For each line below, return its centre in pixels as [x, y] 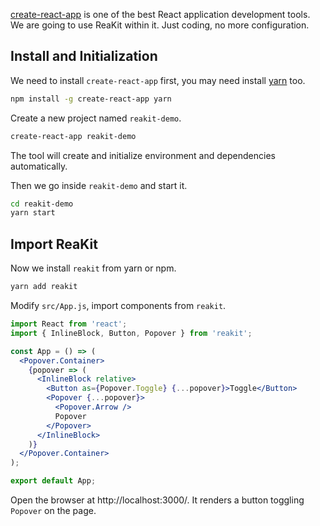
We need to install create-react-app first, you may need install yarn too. [158, 80]
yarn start [33, 213]
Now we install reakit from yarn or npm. [93, 268]
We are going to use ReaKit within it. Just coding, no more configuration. [160, 25]
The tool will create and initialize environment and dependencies [143, 155]
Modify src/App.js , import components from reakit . [118, 305]
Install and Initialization [84, 56]
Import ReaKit [54, 244]
